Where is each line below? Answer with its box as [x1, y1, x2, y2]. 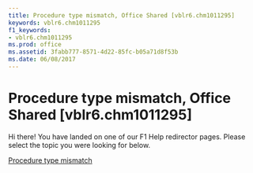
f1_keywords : [8, 26, 51, 34]
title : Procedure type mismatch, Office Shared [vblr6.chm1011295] [8, 11, 236, 20]
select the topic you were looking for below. [8, 140, 151, 149]
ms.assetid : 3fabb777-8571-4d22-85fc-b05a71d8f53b [8, 48, 179, 56]
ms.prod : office [8, 41, 62, 49]
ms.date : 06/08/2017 [8, 56, 77, 64]
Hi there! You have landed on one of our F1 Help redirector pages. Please [8, 131, 246, 142]
